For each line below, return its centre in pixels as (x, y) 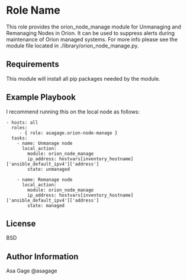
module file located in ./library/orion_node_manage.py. (72, 46)
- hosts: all (22, 122)
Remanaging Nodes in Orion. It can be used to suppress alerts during (91, 33)
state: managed (46, 205)
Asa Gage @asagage (32, 271)
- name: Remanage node (45, 179)
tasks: (20, 138)
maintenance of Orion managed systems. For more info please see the (92, 39)
